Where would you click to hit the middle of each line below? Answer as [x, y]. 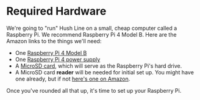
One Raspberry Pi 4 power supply [58, 59]
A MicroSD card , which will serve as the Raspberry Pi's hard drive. [98, 66]
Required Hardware [56, 11]
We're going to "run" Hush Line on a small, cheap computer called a [92, 28]
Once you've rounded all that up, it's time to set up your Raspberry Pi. [94, 90]
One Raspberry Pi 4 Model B [51, 52]
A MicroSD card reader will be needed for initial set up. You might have [104, 72]
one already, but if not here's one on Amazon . [73, 79]
